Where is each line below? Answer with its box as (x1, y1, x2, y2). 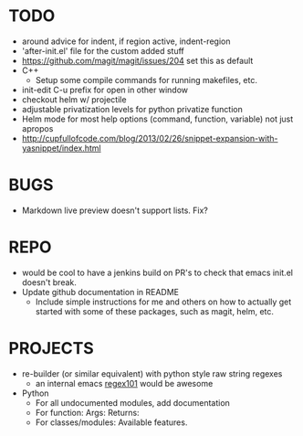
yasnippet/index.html (21, 143, 101, 154)
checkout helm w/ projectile (21, 93, 127, 105)
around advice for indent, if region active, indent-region (21, 36, 231, 47)
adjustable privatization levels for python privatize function (21, 103, 243, 114)
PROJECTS (8, 338, 95, 358)
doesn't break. (21, 276, 77, 288)
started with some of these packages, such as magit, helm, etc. (35, 305, 275, 316)
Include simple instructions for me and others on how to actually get (35, 296, 292, 307)
